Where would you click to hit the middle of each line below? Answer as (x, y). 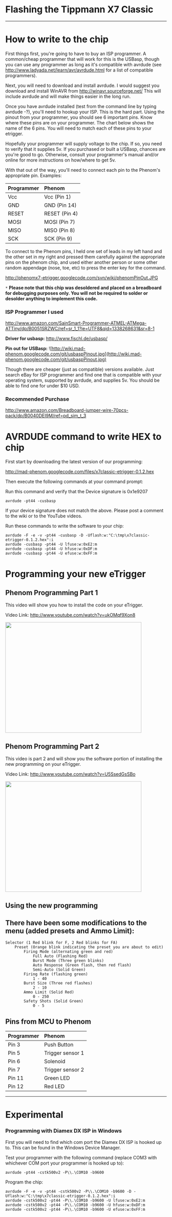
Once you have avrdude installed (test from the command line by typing (81, 106)
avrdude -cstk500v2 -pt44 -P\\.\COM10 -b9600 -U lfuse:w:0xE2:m (75, 1200)
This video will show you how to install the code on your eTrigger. (74, 605)
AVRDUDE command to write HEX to (83, 436)
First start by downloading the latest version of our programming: (74, 462)
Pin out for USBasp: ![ (29, 349)
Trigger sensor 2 (64, 1070)
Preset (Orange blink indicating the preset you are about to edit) (89, 947)
